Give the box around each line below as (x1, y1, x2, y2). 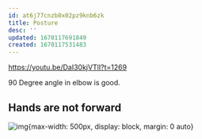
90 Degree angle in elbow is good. (8, 78, 120, 88)
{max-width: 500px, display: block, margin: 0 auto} (28, 122, 194, 131)
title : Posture (8, 19, 59, 27)
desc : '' (8, 26, 37, 34)
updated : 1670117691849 (8, 33, 87, 42)
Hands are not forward (8, 100, 122, 115)
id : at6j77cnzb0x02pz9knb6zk (8, 11, 105, 20)
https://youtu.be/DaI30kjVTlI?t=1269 (8, 62, 128, 72)
